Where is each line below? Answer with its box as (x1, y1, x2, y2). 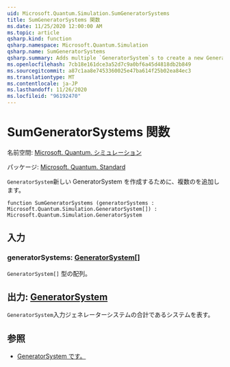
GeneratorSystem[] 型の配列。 (7, 269, 91, 277)
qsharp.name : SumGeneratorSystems (7, 49, 106, 55)
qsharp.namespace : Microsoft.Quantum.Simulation (7, 42, 149, 49)
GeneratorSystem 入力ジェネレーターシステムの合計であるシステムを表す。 (7, 311, 214, 319)
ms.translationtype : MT (7, 73, 75, 81)
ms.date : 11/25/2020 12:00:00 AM (7, 23, 103, 29)
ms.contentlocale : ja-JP (7, 80, 78, 87)
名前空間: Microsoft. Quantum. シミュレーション (7, 148, 142, 156)
